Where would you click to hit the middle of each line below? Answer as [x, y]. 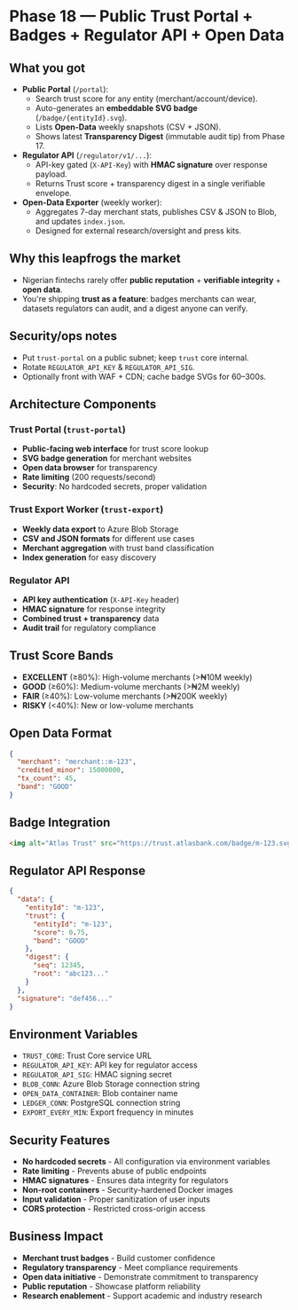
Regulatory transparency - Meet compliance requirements [130, 1267]
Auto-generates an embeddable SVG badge [116, 108]
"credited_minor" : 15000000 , [71, 770]
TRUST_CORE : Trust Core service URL [87, 1056]
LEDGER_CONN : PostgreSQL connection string [101, 1103]
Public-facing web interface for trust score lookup [115, 449]
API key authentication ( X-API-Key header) [101, 599]
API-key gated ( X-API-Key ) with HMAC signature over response [151, 165]
